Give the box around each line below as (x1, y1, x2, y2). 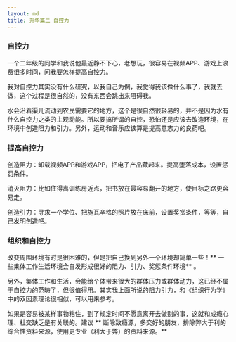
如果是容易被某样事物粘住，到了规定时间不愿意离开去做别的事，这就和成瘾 (7, 310, 223, 318)
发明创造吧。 (13, 217, 51, 225)
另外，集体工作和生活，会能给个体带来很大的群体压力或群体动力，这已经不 (7, 277, 223, 286)
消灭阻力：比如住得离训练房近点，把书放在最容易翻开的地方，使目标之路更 (7, 184, 223, 193)
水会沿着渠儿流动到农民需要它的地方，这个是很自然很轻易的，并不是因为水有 (7, 106, 229, 115)
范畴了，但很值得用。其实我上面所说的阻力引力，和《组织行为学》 (37, 286, 229, 294)
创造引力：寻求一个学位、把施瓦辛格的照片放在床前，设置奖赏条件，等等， (7, 208, 223, 217)
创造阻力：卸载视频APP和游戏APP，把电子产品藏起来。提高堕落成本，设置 (7, 160, 223, 169)
